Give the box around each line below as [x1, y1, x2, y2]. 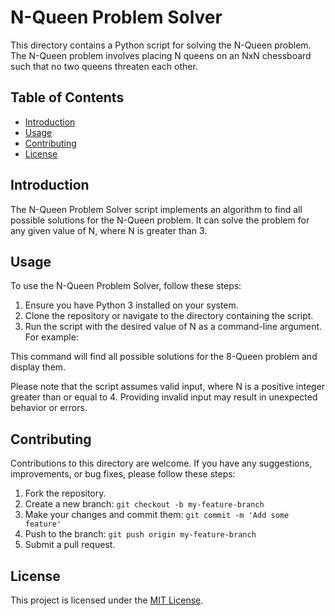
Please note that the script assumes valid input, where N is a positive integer [10, 381, 326, 393]
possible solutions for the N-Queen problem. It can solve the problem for [10, 214, 310, 226]
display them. [10, 361, 67, 373]
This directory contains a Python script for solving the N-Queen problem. [10, 39, 312, 51]
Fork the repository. [24, 487, 107, 500]
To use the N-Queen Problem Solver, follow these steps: [10, 280, 242, 292]
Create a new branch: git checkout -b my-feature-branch [24, 498, 265, 510]
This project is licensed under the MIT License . [10, 594, 204, 606]
